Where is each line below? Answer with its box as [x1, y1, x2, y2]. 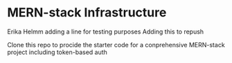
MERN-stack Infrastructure [7, 5, 167, 21]
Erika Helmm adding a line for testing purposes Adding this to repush [7, 27, 204, 36]
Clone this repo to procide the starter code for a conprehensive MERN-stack [7, 40, 225, 49]
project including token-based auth [7, 48, 107, 56]
